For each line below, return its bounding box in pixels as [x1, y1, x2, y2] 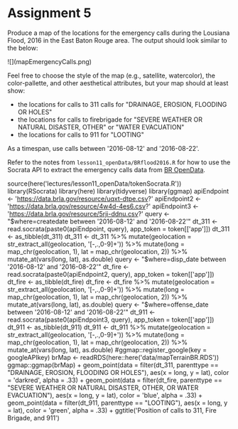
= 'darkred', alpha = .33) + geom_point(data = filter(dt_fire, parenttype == [7, 376, 222, 384]
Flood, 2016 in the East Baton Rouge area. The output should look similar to [7, 36, 227, 44]
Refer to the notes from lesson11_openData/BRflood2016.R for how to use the [7, 158, 231, 166]
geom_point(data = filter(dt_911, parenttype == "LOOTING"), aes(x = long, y [7, 398, 228, 407]
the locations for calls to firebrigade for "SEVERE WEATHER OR [17, 115, 202, 124]
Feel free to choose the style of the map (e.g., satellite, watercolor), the [7, 71, 215, 80]
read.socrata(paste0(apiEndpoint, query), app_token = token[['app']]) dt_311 [7, 224, 230, 233]
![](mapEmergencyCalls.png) [7, 57, 92, 65]
